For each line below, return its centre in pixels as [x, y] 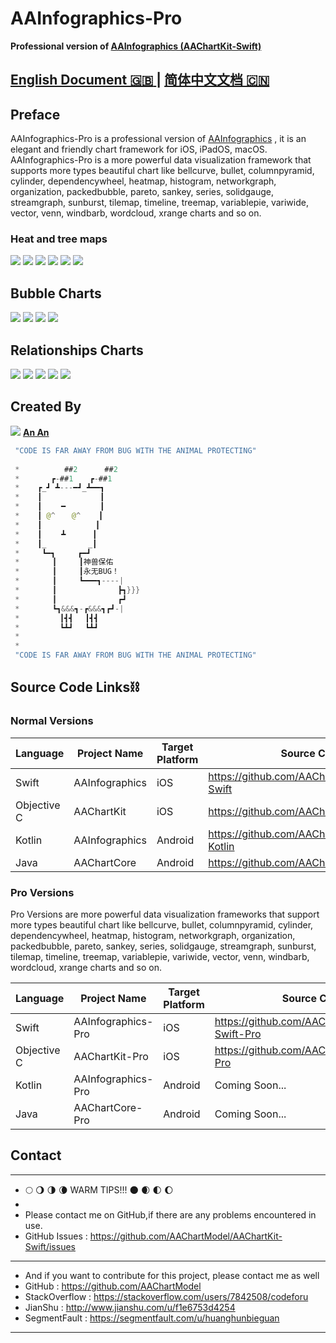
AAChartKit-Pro [111, 1056]
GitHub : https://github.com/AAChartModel [113, 1286]
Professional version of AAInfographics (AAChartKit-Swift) [136, 46]
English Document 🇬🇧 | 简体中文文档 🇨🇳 [140, 80]
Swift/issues [50, 1246]
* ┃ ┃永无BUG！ [67, 572]
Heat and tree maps [59, 239]
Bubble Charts [56, 293]
